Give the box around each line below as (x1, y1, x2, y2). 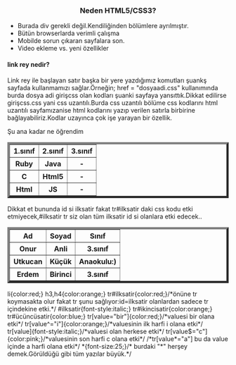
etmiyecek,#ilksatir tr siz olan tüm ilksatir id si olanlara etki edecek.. (7, 212, 202, 221)
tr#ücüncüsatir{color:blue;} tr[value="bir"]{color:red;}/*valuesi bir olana (7, 312, 215, 321)
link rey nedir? (7, 60, 51, 68)
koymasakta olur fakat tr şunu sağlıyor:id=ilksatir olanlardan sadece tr (7, 297, 209, 305)
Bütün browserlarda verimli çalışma (17, 29, 120, 37)
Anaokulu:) (79, 256, 117, 266)
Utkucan (13, 256, 43, 266)
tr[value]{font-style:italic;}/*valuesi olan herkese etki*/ (7, 327, 165, 335)
